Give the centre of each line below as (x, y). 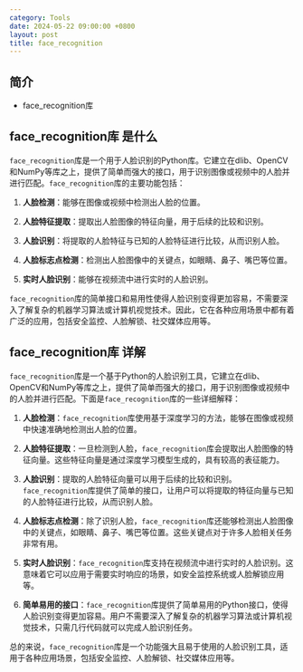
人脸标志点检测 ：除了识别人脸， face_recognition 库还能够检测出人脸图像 (158, 521)
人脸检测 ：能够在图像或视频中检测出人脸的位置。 (114, 202)
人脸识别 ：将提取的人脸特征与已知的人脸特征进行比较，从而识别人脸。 (153, 240)
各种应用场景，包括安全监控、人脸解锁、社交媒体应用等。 (132, 658)
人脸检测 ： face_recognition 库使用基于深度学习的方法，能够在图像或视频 (158, 418)
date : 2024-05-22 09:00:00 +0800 (72, 26)
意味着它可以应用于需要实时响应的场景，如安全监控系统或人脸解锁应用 (153, 574)
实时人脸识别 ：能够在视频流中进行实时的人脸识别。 (118, 279)
